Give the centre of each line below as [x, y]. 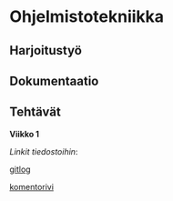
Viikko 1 [24, 134]
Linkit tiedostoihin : [44, 151]
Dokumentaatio [54, 80]
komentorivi [32, 186]
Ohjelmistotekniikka [87, 17]
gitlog [20, 169]
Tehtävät [35, 112]
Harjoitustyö [46, 50]
